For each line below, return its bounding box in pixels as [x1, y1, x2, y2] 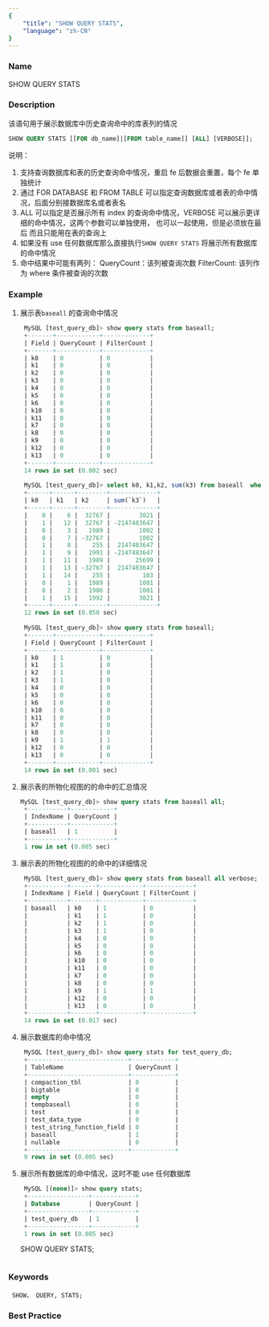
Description [8, 99, 55, 110]
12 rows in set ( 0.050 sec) [23, 609, 118, 617]
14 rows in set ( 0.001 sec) [23, 766, 118, 774]
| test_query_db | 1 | [23, 1214, 140, 1223]
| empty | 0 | [23, 1093, 179, 1101]
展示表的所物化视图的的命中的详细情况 [19, 858, 147, 868]
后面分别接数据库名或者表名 [34, 197, 126, 207]
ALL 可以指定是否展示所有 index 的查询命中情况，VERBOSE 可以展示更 [19, 207, 254, 218]
